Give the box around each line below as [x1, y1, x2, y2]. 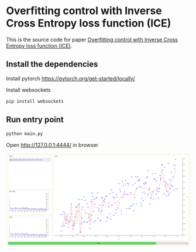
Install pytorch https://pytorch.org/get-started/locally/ [6, 75, 136, 82]
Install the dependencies [6, 59, 98, 69]
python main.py [6, 131, 43, 137]
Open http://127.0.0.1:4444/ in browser [6, 142, 98, 149]
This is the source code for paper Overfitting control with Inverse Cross [6, 36, 178, 43]
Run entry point [6, 115, 64, 125]
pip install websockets [6, 98, 64, 104]
